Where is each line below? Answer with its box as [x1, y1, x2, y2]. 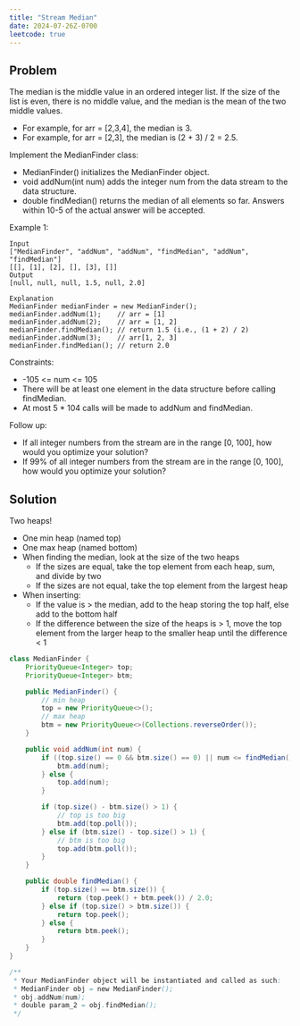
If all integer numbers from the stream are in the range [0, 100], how [21, 437, 272, 448]
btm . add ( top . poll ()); [56, 819, 138, 828]
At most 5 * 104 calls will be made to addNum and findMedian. [21, 403, 253, 414]
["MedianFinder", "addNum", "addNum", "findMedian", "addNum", [9, 248, 250, 256]
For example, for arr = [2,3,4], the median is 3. [21, 122, 193, 134]
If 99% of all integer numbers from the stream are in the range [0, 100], [21, 457, 284, 467]
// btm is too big [56, 836, 126, 845]
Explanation [9, 294, 54, 304]
